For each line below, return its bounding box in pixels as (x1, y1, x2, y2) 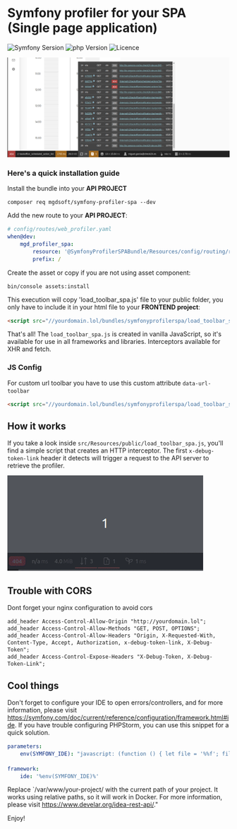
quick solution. (7, 729, 50, 736)
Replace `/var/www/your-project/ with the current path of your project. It (7, 785, 219, 794)
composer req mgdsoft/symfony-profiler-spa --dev (7, 199, 157, 206)
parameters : (7, 743, 42, 750)
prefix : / (32, 256, 61, 263)
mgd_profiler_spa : (20, 240, 74, 248)
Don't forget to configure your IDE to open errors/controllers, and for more (7, 698, 224, 707)
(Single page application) (7, 20, 158, 36)
